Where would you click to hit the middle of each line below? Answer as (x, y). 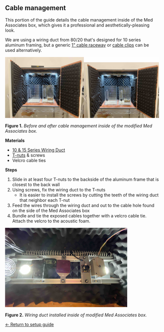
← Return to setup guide (30, 324)
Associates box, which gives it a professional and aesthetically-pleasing (77, 25)
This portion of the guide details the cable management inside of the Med (79, 20)
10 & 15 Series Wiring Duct (39, 150)
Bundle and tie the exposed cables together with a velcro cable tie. (79, 215)
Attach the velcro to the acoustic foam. (51, 221)
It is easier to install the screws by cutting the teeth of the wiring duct (89, 195)
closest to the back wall (36, 184)
